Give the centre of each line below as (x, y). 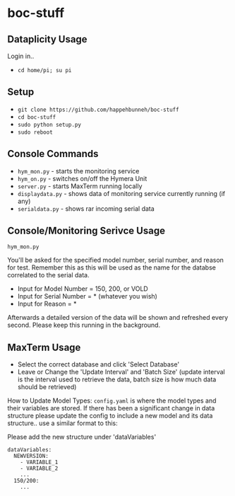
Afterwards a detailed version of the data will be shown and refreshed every (118, 318)
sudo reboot (35, 132)
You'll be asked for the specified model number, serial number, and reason (116, 260)
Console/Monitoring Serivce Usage (86, 231)
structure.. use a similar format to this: (62, 423)
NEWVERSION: (31, 456)
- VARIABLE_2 (39, 468)
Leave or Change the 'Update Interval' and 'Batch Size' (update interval (121, 372)
